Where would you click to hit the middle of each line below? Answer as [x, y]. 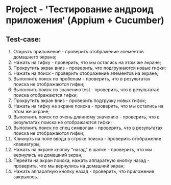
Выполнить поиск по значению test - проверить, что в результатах [86, 90]
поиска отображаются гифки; [45, 95]
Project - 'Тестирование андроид [80, 9]
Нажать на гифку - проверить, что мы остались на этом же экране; [87, 62]
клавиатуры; [27, 144]
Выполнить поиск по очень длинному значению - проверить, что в [86, 117]
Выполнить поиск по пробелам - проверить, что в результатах [82, 79]
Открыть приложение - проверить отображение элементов [78, 52]
